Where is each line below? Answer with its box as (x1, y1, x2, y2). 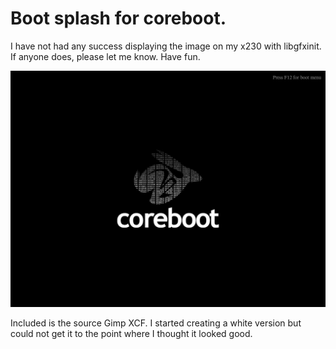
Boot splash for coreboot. (10, 7, 227, 30)
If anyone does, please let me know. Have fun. (10, 50, 201, 62)
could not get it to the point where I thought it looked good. (10, 327, 253, 339)
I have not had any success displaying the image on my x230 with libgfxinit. (10, 40, 322, 52)
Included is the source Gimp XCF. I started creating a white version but (10, 317, 302, 329)
